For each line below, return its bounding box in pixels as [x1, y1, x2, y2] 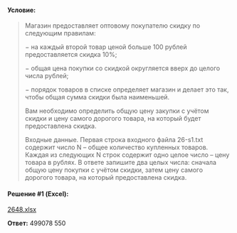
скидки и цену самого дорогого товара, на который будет [24, 114, 201, 123]
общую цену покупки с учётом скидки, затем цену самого [24, 166, 204, 174]
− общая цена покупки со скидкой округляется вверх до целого [24, 64, 221, 72]
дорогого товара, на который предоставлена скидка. [24, 173, 187, 182]
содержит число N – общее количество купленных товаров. [24, 143, 209, 152]
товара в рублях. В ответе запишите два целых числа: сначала [24, 158, 217, 167]
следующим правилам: [24, 29, 96, 38]
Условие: [7, 6, 36, 14]
